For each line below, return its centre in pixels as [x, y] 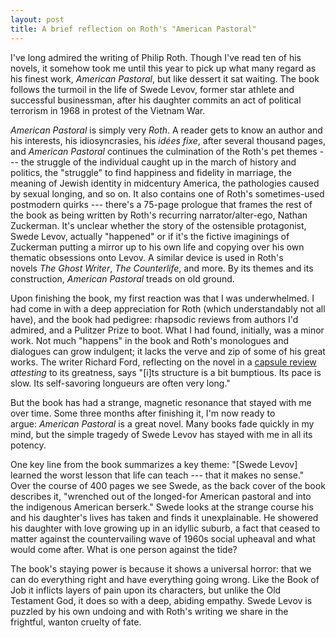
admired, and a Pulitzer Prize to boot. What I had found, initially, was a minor [167, 330]
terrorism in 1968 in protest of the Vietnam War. [108, 110]
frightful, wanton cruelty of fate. [76, 622]
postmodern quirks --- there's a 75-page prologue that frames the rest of [161, 204]
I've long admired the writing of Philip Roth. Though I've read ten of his [156, 57]
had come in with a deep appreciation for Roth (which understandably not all [168, 308]
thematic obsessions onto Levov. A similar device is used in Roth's [147, 257]
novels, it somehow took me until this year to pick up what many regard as [163, 68]
